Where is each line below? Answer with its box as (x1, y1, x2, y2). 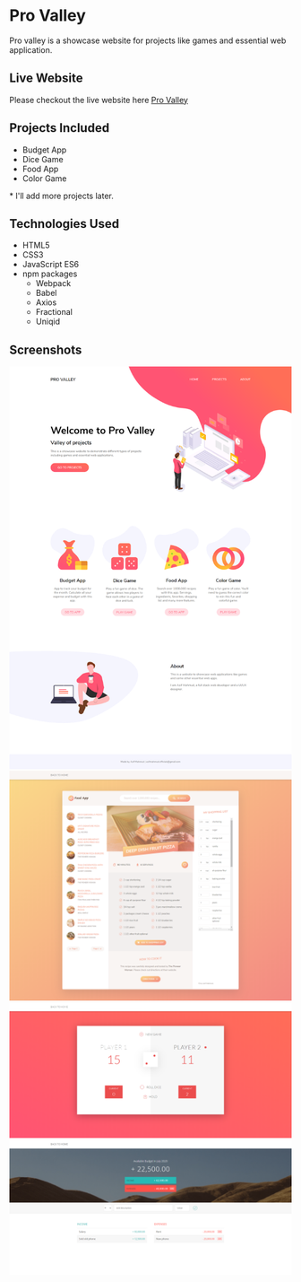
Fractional (35, 307, 73, 318)
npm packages (21, 268, 78, 279)
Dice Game (21, 153, 64, 164)
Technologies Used (9, 216, 119, 231)
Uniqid (35, 316, 61, 327)
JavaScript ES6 (21, 259, 80, 270)
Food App (21, 163, 59, 174)
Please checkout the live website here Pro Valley (9, 94, 188, 105)
